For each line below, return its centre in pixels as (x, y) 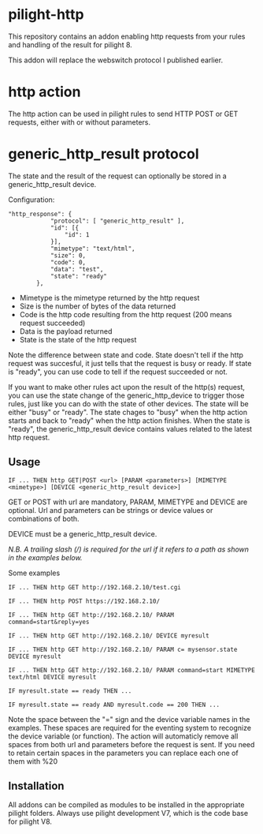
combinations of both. (44, 518)
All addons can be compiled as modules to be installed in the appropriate (126, 805)
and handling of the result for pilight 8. (70, 44)
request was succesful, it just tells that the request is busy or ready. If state (130, 363)
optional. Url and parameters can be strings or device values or (111, 510)
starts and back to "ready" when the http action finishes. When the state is (129, 421)
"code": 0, (68, 262)
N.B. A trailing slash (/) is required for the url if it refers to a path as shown (129, 549)
